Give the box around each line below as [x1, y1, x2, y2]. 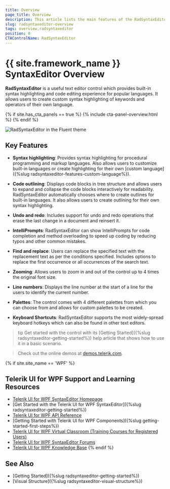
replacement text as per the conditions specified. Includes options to [12, 253, 156, 259]
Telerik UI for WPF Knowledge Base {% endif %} [12, 445, 114, 451]
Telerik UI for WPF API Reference [12, 412, 82, 418]
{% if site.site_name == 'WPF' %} [5, 360, 75, 366]
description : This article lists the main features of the [5, 17, 133, 22]
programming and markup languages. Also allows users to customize [12, 160, 157, 166]
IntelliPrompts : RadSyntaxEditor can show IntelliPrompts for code [12, 227, 150, 234]
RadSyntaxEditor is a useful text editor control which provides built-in [5, 85, 151, 91]
